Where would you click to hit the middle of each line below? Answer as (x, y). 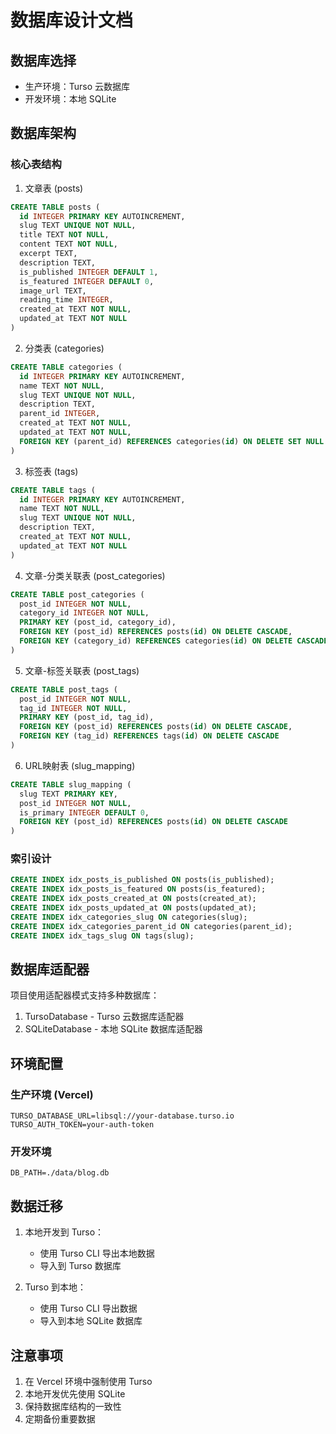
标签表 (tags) (51, 471)
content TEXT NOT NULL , (68, 244)
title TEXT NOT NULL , (64, 235)
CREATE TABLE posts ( (55, 207)
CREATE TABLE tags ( (53, 490)
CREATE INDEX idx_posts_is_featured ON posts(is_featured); (138, 889)
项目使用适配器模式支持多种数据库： (85, 995)
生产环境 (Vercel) (52, 1094)
